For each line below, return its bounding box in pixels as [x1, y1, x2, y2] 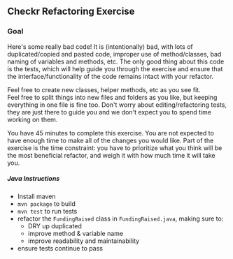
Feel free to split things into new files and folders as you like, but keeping [7, 93, 218, 101]
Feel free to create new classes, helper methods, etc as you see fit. [7, 85, 201, 94]
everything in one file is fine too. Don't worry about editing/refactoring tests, [7, 101, 227, 109]
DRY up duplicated [27, 221, 82, 230]
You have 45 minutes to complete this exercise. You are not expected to [7, 128, 215, 137]
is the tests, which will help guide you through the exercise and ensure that [7, 64, 223, 73]
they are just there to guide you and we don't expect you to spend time [7, 108, 212, 116]
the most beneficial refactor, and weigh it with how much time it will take [7, 151, 216, 159]
